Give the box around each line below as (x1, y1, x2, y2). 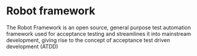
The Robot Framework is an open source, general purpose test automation (6, 24, 192, 31)
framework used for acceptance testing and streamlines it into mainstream (6, 30, 192, 37)
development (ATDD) (6, 43, 58, 50)
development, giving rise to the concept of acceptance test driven (6, 36, 170, 43)
